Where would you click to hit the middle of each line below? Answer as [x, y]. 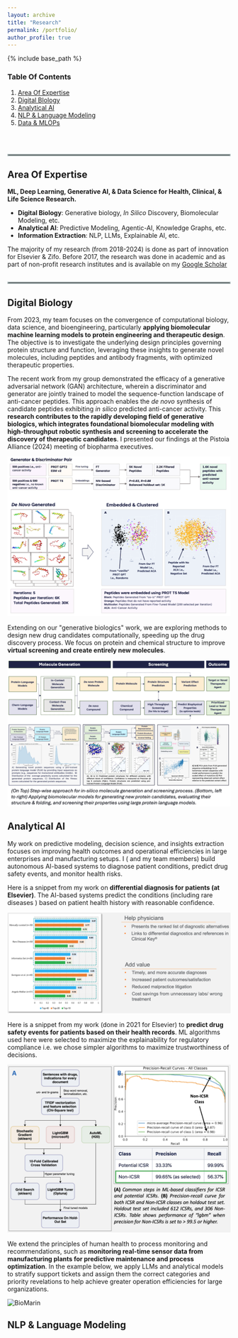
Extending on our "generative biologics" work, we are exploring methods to [117, 627]
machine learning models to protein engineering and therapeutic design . [116, 335]
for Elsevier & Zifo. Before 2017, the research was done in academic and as [116, 257]
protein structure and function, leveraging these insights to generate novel [116, 350]
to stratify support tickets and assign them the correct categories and [109, 1273]
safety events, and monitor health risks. [65, 874]
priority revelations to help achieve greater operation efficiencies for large [115, 1281]
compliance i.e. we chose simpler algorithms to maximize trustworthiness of [118, 1047]
